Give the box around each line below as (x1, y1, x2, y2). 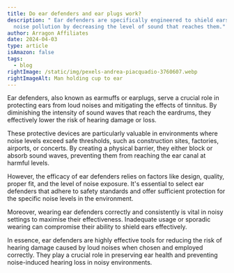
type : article (7, 42, 49, 49)
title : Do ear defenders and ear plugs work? (7, 10, 141, 17)
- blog (13, 62, 33, 69)
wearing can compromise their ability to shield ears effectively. (7, 223, 187, 231)
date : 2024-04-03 (7, 36, 58, 43)
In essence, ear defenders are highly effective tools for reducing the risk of (7, 236, 223, 245)
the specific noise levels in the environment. (7, 195, 134, 203)
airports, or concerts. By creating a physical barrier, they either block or (7, 144, 213, 153)
